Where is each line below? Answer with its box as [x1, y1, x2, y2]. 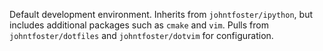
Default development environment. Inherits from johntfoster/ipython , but [9, 9, 314, 20]
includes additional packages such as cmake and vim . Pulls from [9, 19, 269, 31]
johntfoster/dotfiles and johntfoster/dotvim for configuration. [9, 30, 274, 41]
